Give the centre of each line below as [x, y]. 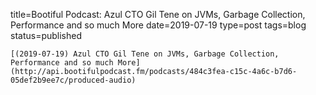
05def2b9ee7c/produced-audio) [73, 80]
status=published [46, 35]
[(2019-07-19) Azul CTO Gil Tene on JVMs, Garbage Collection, [145, 54]
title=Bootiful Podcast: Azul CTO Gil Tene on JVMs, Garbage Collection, [158, 14]
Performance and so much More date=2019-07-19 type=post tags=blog [158, 25]
